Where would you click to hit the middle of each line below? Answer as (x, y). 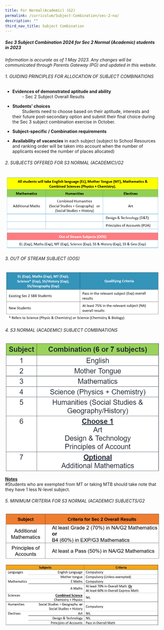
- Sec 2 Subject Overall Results (53, 97)
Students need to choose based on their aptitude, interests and (85, 112)
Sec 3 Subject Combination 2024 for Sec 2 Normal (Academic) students (80, 42)
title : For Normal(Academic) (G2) (40, 10)
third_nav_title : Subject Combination (45, 26)
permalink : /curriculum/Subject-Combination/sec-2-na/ (62, 15)
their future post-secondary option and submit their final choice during (83, 117)
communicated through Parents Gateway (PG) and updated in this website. (81, 65)
